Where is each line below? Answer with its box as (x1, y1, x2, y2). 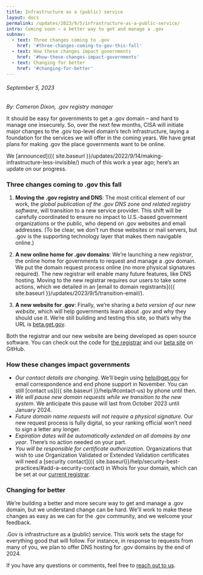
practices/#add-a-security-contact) (15, 465, 105, 472)
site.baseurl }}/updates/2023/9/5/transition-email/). (15, 289, 144, 297)
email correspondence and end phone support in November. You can (15, 380, 188, 388)
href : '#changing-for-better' (17, 65, 94, 72)
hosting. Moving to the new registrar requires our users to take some (15, 277, 187, 284)
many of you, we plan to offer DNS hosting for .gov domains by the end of (6, 543, 191, 551)
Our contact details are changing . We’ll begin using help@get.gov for (15, 374, 188, 382)
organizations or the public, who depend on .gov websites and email (15, 220, 186, 227)
